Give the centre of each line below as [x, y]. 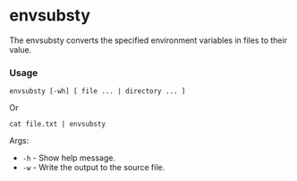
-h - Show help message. [69, 158]
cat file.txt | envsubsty [57, 124]
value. [21, 49]
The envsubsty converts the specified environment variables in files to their [148, 40]
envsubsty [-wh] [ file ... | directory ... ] [98, 91]
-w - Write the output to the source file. [93, 168]
